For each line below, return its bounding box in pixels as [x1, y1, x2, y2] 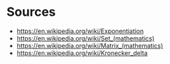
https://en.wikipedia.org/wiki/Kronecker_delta [16, 49, 148, 57]
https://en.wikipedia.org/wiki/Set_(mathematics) [16, 34, 155, 42]
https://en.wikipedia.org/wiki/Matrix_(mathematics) [16, 41, 164, 50]
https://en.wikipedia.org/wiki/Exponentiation [16, 27, 144, 35]
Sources [6, 4, 56, 20]
